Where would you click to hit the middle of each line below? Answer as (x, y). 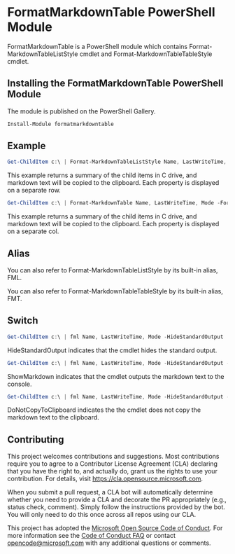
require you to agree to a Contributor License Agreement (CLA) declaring (113, 464)
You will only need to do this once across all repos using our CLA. (102, 515)
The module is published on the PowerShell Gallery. (81, 111)
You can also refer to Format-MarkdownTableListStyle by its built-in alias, (113, 270)
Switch (23, 320)
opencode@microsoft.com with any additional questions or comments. (109, 543)
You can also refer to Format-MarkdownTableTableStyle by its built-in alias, (115, 291)
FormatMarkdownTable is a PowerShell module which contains (97, 46)
